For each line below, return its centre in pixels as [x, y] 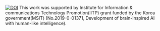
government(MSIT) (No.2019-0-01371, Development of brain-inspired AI [80, 18]
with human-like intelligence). [36, 23]
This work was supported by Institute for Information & [76, 8]
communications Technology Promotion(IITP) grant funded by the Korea [80, 13]
